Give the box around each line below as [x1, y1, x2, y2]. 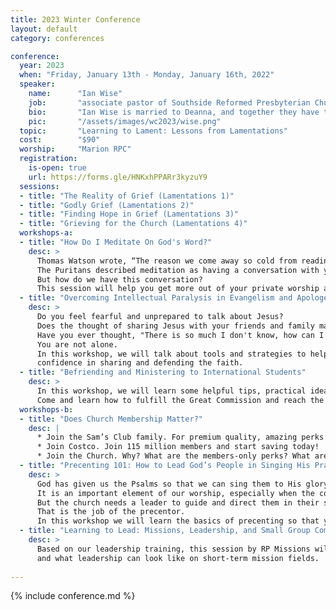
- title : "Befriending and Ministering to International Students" [19, 367, 307, 378]
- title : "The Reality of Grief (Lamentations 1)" [19, 191, 235, 201]
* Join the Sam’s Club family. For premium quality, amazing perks [36, 432, 325, 443]
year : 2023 [19, 61, 65, 71]
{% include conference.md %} [10, 590, 136, 602]
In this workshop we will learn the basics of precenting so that [36, 516, 320, 526]
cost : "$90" [19, 135, 101, 145]
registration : [19, 154, 78, 164]
